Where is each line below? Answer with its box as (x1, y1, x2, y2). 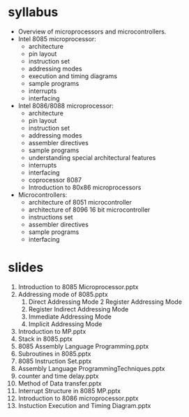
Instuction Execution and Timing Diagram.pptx (17, 401, 151, 409)
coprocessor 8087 (28, 175, 82, 184)
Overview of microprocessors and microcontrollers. (17, 27, 167, 36)
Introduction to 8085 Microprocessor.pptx (17, 282, 139, 291)
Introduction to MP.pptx (17, 327, 86, 335)
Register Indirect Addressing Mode (28, 305, 129, 313)
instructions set (28, 212, 73, 221)
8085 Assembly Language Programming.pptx (17, 342, 149, 350)
